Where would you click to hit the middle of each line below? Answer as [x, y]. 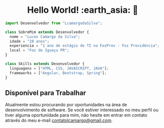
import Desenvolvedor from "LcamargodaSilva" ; [54, 23]
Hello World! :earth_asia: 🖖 [83, 10]
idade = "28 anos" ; [30, 41]
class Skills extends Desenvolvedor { [45, 64]
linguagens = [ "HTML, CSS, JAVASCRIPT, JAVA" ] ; [59, 68]
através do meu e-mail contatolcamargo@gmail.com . [59, 121]
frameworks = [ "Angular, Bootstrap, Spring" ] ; [58, 73]
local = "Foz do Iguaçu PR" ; [39, 50]
